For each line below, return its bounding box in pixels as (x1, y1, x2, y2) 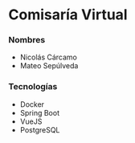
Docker (19, 99, 45, 109)
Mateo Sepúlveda (19, 61, 79, 71)
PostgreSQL (19, 125, 60, 134)
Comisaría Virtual (8, 6, 128, 24)
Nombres (8, 35, 46, 46)
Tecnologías (8, 81, 58, 92)
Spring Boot (19, 108, 60, 117)
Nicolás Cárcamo (19, 52, 78, 62)
